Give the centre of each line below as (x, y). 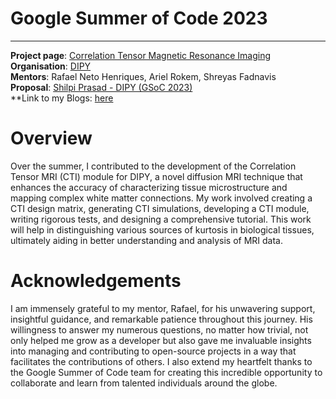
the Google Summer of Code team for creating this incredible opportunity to (166, 372)
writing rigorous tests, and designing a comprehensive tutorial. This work (161, 219)
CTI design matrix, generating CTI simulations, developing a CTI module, (160, 208)
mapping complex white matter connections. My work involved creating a (161, 198)
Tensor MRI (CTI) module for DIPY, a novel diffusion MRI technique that (156, 176)
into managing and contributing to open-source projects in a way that (153, 351)
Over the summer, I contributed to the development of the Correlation (153, 166)
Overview (51, 138)
